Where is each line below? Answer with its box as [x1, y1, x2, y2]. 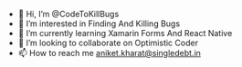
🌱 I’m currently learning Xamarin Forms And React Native [17, 28, 233, 38]
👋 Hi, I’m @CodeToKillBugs [17, 9, 120, 19]
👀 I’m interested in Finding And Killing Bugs [17, 18, 181, 29]
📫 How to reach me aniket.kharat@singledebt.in [17, 48, 201, 58]
